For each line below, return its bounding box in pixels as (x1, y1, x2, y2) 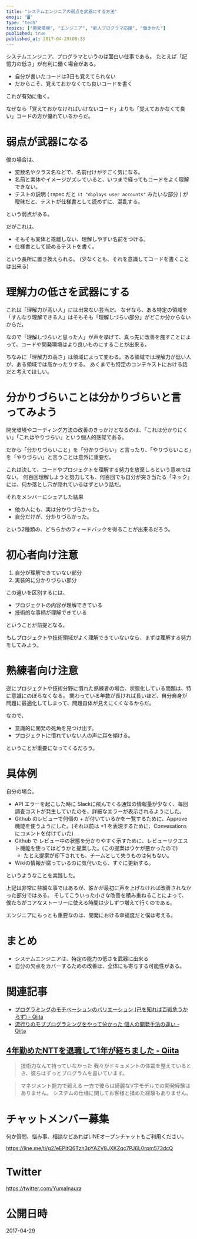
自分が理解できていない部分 (14, 569, 82, 576)
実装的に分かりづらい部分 (14, 576, 77, 583)
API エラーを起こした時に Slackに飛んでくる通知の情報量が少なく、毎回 (14, 800, 188, 807)
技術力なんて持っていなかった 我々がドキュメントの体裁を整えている (20, 1062, 186, 1069)
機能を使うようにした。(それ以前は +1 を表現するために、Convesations (14, 822, 187, 830)
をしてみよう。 (6, 641, 42, 648)
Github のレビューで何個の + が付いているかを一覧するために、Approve (14, 815, 188, 822)
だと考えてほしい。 (6, 368, 53, 375)
